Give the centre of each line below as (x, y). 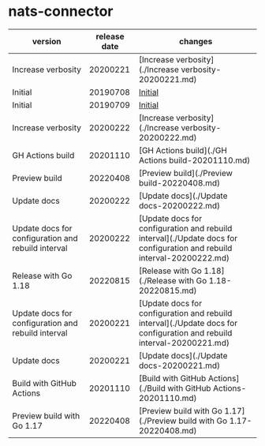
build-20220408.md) (179, 182)
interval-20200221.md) (184, 343)
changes (196, 41)
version (47, 41)
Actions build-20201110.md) (194, 160)
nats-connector (61, 11)
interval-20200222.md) (184, 257)
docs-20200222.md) (179, 205)
